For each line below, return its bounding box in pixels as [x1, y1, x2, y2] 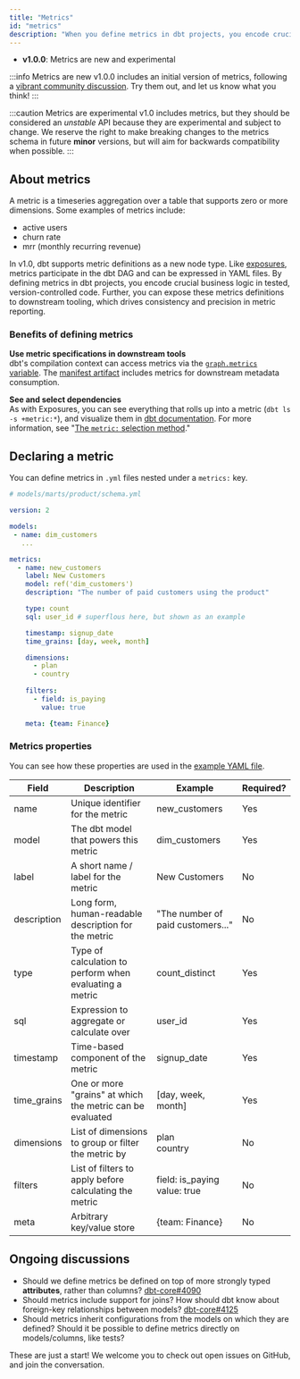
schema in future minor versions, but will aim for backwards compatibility [9, 136, 280, 147]
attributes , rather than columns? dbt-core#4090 [21, 1284, 202, 1296]
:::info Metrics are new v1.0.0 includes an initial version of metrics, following [9, 71, 287, 82]
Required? [242, 781, 287, 794]
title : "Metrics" [9, 13, 74, 22]
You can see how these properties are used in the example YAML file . [9, 761, 265, 771]
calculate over [71, 1025, 130, 1038]
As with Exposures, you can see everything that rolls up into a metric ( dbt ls [9, 404, 291, 415]
